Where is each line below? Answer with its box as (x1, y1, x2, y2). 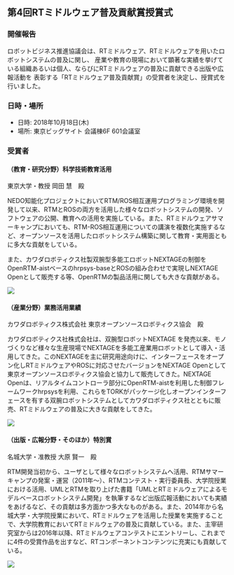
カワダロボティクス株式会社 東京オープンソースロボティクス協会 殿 (7, 320, 204, 328)
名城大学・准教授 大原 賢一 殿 (7, 452, 97, 461)
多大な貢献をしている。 (13, 240, 81, 249)
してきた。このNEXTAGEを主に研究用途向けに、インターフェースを (13, 352, 207, 361)
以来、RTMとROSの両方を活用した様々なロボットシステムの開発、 (25, 205, 217, 214)
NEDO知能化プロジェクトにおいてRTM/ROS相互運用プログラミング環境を (7, 197, 219, 205)
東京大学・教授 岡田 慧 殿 (7, 181, 85, 190)
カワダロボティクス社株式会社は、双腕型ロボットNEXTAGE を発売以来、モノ (7, 335, 227, 343)
